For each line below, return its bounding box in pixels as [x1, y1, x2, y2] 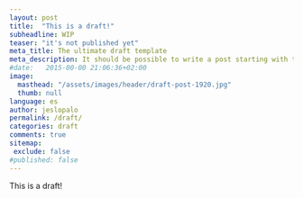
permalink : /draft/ [9, 113, 83, 122]
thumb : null [17, 88, 63, 97]
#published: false [9, 155, 78, 165]
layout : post [9, 13, 59, 22]
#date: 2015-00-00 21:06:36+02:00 [9, 64, 147, 73]
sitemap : [9, 139, 42, 148]
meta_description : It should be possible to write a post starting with [9, 55, 289, 64]
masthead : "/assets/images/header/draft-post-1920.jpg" [17, 80, 232, 89]
